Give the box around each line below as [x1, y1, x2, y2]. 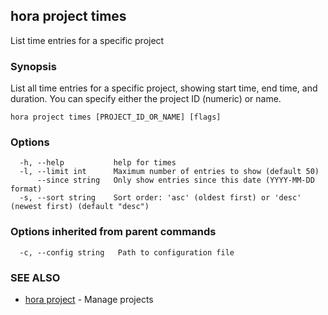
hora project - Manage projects [24, 294, 154, 305]
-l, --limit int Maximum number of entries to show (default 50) [19, 167, 320, 177]
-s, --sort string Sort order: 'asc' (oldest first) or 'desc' [19, 193, 302, 203]
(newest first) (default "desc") [10, 202, 150, 212]
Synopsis [10, 59, 57, 73]
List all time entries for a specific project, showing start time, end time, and [10, 82, 318, 94]
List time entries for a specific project [10, 34, 165, 46]
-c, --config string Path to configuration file [19, 247, 235, 258]
